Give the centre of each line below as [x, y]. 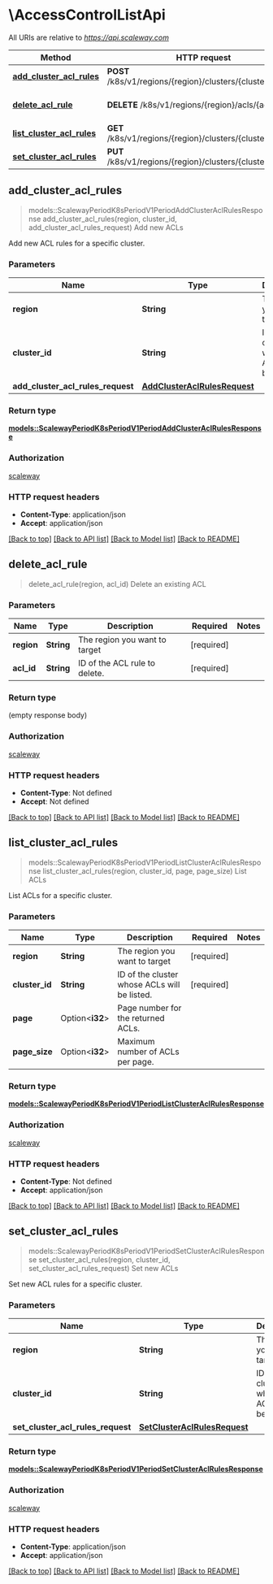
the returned [141, 1018]
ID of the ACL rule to [117, 663]
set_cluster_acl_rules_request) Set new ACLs [103, 1268]
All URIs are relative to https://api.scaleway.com [89, 37]
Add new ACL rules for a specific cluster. [77, 243]
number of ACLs [149, 1052]
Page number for [149, 1008]
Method [56, 57]
